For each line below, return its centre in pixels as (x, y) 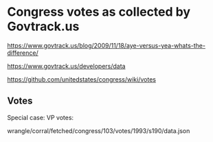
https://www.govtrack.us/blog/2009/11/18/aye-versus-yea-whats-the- (106, 45)
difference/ (23, 53)
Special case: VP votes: (41, 117)
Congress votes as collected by (99, 12)
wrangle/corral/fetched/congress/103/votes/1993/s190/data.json (99, 130)
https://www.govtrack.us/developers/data (66, 66)
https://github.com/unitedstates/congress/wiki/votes (82, 79)
